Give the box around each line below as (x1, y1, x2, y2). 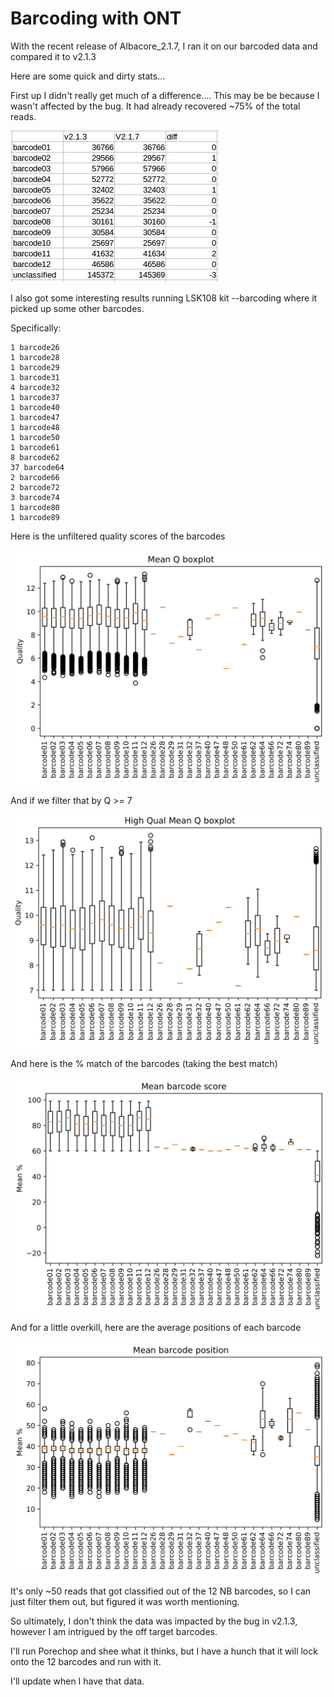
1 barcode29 (10, 362, 60, 372)
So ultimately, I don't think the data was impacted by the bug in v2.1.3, (10, 1615, 298, 1627)
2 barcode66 (10, 472, 60, 482)
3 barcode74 (10, 492, 60, 502)
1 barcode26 (10, 342, 60, 352)
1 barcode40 (10, 402, 60, 412)
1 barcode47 (10, 412, 60, 422)
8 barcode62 (10, 452, 60, 462)
